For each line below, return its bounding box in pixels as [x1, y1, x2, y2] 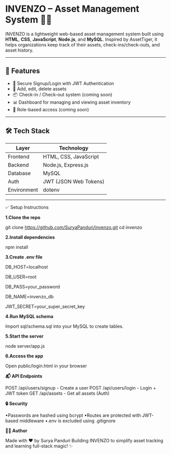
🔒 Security [5, 400, 28, 407]
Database [8, 170, 31, 177]
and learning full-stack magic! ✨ [5, 443, 73, 449]
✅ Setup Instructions [5, 204, 49, 210]
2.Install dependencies [5, 234, 55, 240]
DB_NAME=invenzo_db [5, 293, 54, 299]
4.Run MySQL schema [5, 313, 53, 319]
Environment [8, 186, 38, 193]
